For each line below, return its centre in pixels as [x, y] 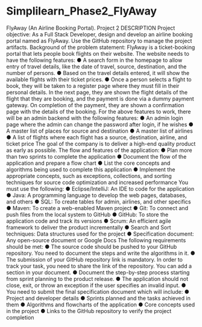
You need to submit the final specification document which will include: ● [98, 291]
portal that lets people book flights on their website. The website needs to [98, 53]
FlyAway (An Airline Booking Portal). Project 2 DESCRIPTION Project [91, 28]
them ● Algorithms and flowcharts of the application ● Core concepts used [101, 305]
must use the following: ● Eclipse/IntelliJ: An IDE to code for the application [100, 188]
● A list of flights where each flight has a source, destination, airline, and [97, 137]
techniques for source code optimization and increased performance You [97, 182]
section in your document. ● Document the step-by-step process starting [98, 272]
